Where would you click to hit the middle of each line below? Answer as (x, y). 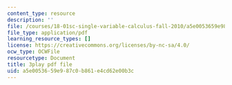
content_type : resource (41, 13)
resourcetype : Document (41, 58)
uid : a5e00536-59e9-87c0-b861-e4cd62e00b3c (71, 71)
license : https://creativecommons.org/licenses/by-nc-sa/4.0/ (98, 45)
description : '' (30, 20)
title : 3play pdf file (40, 64)
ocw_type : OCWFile (33, 52)
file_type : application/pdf (48, 33)
